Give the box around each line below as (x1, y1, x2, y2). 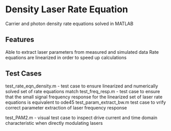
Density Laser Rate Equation (5, 4, 129, 15)
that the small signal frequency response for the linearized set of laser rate (5, 94, 163, 100)
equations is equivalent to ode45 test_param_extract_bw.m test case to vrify (5, 99, 166, 105)
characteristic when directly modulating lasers (5, 120, 103, 126)
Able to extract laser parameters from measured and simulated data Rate (5, 49, 159, 55)
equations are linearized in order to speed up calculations (5, 54, 127, 60)
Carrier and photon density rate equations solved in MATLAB (5, 20, 134, 27)
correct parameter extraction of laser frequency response (5, 104, 127, 111)
